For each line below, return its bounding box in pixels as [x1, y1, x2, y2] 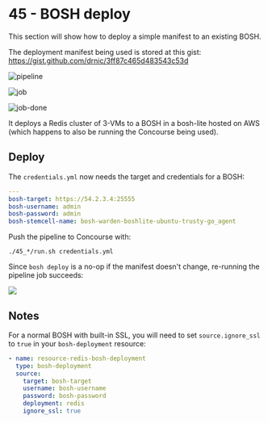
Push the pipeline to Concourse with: [8, 232, 132, 242]
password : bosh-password [23, 392, 107, 400]
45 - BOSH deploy [8, 5, 131, 23]
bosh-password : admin [8, 210, 82, 218]
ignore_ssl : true [23, 407, 82, 416]
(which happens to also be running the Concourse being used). [8, 127, 219, 136]
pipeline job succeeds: [8, 270, 84, 280]
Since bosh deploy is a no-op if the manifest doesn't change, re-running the [8, 262, 260, 271]
